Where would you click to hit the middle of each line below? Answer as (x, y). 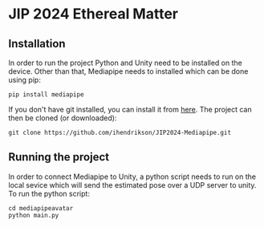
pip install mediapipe (46, 95)
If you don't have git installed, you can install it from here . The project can (130, 109)
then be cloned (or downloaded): (63, 118)
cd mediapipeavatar (41, 208)
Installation (37, 44)
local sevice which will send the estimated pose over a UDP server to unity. (132, 184)
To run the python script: (49, 193)
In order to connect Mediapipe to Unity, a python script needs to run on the (132, 176)
